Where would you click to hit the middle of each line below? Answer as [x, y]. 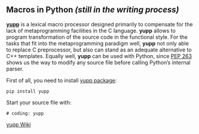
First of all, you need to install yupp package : [62, 80]
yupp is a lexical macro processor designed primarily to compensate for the [99, 24]
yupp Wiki [19, 124]
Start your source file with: [39, 102]
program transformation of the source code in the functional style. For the [97, 37]
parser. [15, 69]
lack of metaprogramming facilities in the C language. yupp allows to [91, 31]
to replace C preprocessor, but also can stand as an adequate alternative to [99, 50]
